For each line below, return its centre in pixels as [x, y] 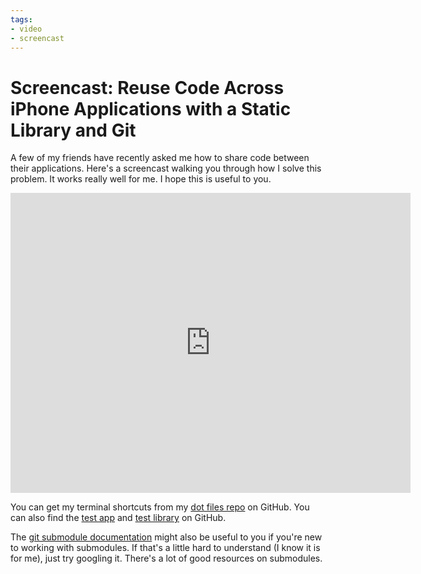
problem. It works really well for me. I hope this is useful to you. [141, 179]
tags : [21, 19]
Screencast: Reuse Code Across [147, 87]
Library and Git [73, 130]
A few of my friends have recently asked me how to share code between [160, 158]
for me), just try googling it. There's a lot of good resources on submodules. [166, 558]
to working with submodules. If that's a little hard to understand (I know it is [165, 548]
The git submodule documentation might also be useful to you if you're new [166, 537]
